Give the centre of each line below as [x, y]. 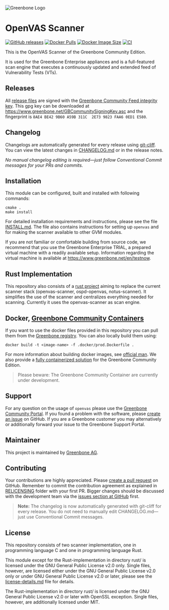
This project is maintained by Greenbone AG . [52, 452]
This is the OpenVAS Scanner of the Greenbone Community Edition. [76, 52]
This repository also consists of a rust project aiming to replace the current [83, 286]
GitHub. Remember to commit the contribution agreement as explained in [81, 486]
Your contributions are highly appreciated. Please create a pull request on [82, 480]
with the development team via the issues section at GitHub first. [72, 496]
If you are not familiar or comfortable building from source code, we [76, 242]
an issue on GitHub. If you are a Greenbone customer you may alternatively [83, 419]
